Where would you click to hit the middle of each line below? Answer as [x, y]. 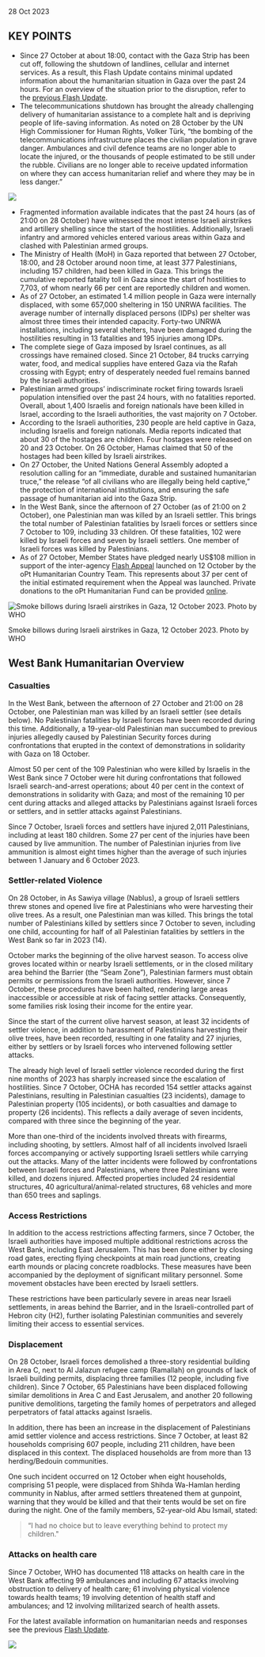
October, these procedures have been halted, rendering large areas [118, 989]
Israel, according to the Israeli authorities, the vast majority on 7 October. [138, 414]
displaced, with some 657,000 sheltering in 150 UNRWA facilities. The [133, 304]
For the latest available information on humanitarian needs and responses [128, 1621]
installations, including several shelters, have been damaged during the [136, 330]
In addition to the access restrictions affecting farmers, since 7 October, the [131, 1233]
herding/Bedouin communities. [58, 1461]
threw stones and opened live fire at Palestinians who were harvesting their [131, 906]
